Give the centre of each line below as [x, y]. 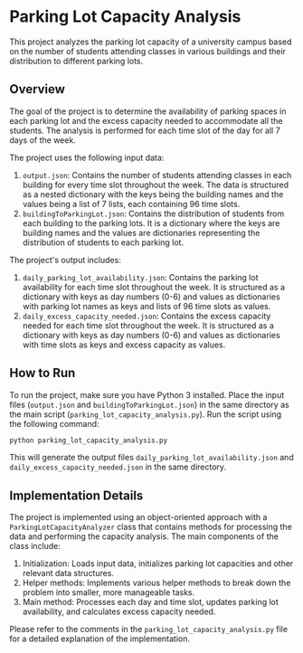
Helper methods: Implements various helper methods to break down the [156, 583]
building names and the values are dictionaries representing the [141, 232]
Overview [38, 89]
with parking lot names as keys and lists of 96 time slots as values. [147, 306]
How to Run [43, 373]
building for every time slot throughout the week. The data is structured [156, 185]
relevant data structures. [68, 573]
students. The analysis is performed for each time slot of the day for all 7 [145, 130]
